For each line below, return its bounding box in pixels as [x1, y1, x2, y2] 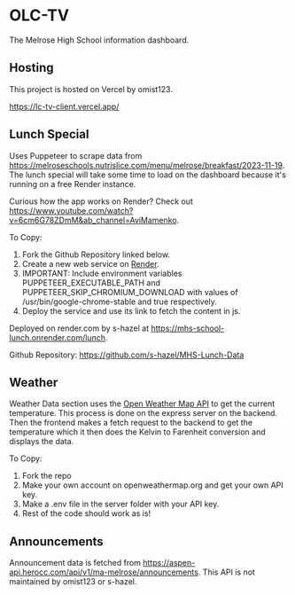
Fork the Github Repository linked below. [21, 249, 171, 260]
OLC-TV [9, 5, 69, 26]
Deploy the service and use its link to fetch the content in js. [21, 305, 241, 316]
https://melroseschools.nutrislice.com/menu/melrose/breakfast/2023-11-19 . [9, 160, 285, 170]
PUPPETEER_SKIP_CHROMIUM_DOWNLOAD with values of [21, 286, 238, 297]
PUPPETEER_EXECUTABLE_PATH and [21, 277, 161, 288]
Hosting [9, 60, 55, 75]
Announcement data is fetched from [9, 558, 142, 568]
